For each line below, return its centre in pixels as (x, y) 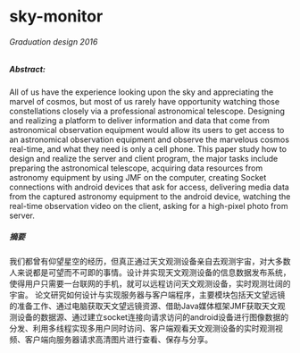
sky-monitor (56, 17)
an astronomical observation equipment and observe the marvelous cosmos (150, 139)
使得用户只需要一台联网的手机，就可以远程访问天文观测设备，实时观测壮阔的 (150, 283)
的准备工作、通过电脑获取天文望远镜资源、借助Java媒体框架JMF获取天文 (144, 306)
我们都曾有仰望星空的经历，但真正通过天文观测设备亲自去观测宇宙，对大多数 (150, 261)
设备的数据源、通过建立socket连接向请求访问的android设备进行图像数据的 (152, 317)
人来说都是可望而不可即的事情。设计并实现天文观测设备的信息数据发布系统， (150, 272)
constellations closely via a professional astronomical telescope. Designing (147, 111)
